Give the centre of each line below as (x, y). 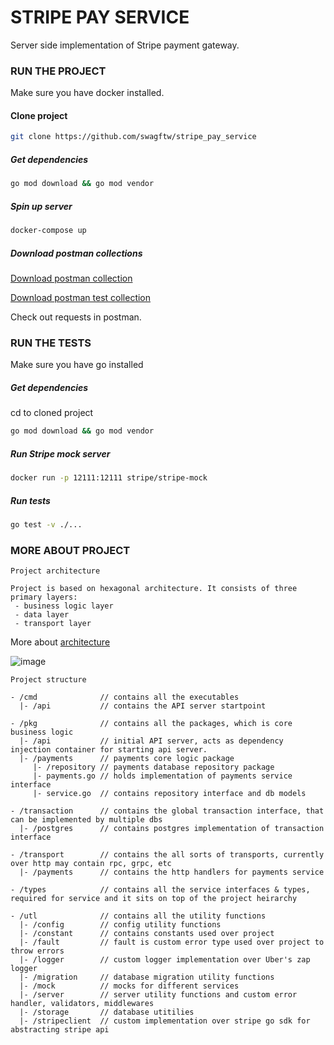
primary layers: (44, 597)
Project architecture (55, 571)
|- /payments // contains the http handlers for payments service (172, 872)
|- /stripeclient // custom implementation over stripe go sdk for (165, 1021)
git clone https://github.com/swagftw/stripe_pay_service (133, 137)
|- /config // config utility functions (120, 925)
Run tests (30, 500)
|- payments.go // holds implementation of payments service (162, 776)
